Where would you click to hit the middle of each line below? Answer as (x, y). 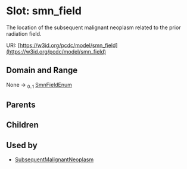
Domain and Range (42, 71)
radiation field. (24, 33)
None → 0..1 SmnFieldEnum (39, 85)
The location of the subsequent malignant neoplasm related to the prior (93, 27)
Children (22, 125)
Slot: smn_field (44, 11)
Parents (21, 104)
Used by (22, 145)
